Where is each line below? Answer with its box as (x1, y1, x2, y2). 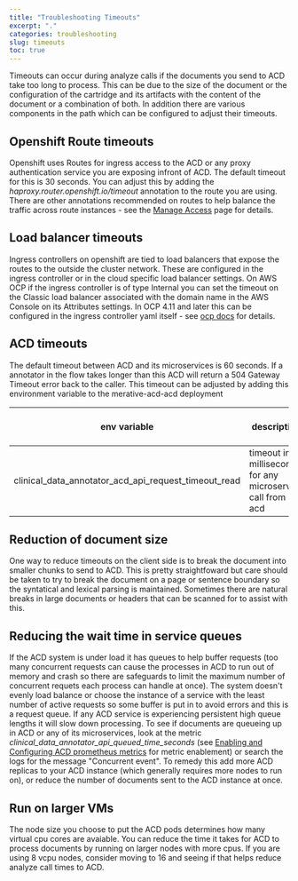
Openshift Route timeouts (9, 134, 154, 149)
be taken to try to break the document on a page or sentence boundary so (9, 575, 281, 585)
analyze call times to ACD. (9, 862, 105, 872)
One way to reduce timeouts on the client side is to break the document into (9, 556, 286, 567)
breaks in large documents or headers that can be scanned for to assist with (9, 593, 288, 604)
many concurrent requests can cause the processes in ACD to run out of (9, 662, 275, 672)
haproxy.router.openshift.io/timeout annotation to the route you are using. (9, 186, 278, 196)
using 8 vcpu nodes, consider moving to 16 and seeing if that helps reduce (9, 853, 282, 862)
